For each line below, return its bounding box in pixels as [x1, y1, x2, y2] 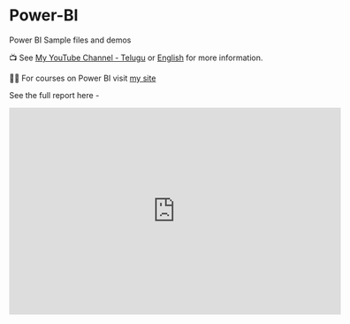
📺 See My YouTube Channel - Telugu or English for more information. [9, 52, 263, 63]
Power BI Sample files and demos [9, 35, 132, 45]
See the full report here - [9, 89, 100, 100]
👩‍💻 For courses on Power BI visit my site [9, 73, 156, 83]
